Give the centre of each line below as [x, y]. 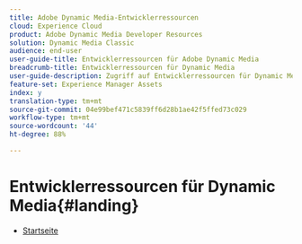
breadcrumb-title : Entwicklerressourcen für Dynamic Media [122, 68]
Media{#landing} [74, 206]
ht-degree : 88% [38, 135]
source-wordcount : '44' [54, 126]
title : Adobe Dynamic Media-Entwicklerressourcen [104, 17]
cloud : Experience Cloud [56, 26]
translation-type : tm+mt [56, 101]
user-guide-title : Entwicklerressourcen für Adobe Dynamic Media [134, 59]
